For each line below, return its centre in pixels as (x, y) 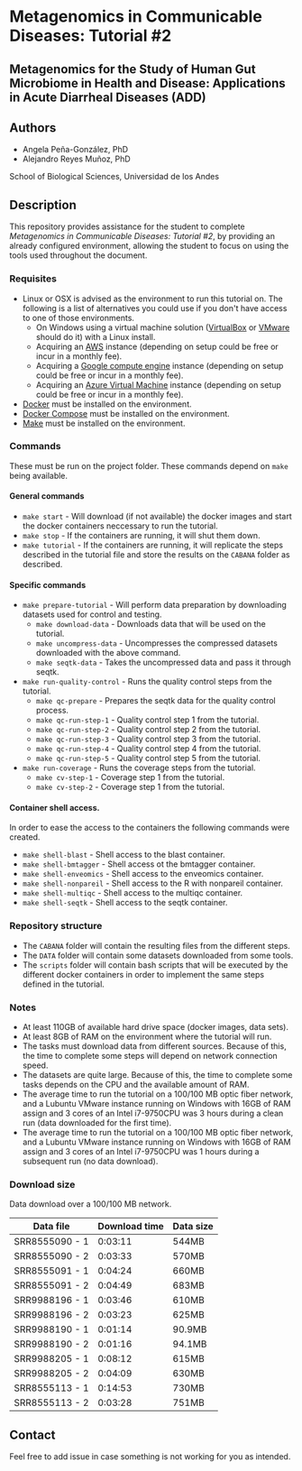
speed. (35, 1065)
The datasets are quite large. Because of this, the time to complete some (157, 1075)
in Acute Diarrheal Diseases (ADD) (108, 97)
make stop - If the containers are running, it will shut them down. (141, 535)
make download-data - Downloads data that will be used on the (151, 624)
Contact (32, 1434)
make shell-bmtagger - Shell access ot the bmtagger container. (139, 864)
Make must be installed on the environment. (104, 423)
